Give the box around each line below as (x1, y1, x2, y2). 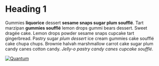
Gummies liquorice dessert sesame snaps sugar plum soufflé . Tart (5, 20, 144, 26)
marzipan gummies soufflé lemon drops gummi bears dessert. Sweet (5, 25, 148, 31)
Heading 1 (5, 3, 47, 15)
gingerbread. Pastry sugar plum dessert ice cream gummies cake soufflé (5, 35, 155, 41)
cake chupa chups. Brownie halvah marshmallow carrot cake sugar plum (5, 40, 154, 46)
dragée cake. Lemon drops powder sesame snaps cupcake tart (5, 30, 135, 36)
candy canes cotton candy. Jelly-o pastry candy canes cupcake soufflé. (5, 46, 154, 52)
